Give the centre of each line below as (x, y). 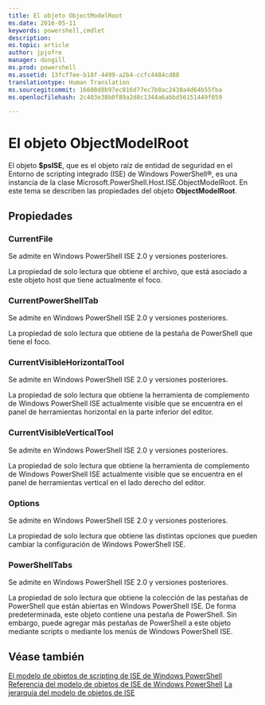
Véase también (47, 657)
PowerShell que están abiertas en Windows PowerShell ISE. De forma (122, 606)
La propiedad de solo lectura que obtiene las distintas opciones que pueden (133, 536)
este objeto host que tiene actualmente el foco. (86, 280)
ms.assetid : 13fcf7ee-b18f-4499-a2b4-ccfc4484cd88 (94, 75)
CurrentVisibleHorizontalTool (66, 362)
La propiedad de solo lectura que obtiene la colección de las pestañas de (129, 597)
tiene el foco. (30, 342)
